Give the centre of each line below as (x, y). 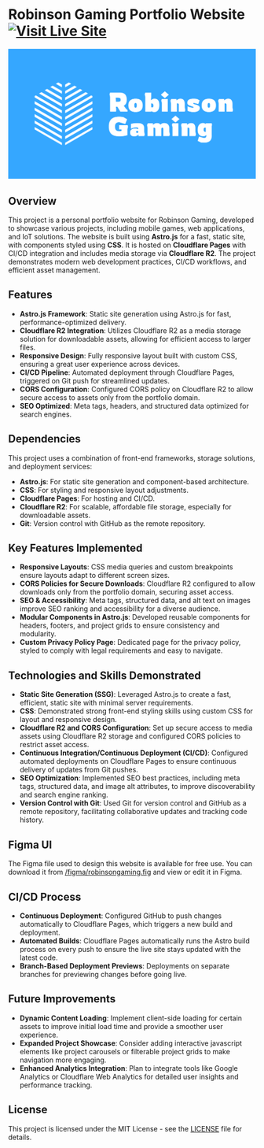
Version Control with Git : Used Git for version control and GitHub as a (133, 803)
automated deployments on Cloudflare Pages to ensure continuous (128, 761)
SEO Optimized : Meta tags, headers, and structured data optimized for (134, 406)
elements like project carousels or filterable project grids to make (125, 1051)
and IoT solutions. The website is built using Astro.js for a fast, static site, (127, 237)
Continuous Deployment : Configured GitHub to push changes (121, 916)
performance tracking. (56, 1085)
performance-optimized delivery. (73, 322)
